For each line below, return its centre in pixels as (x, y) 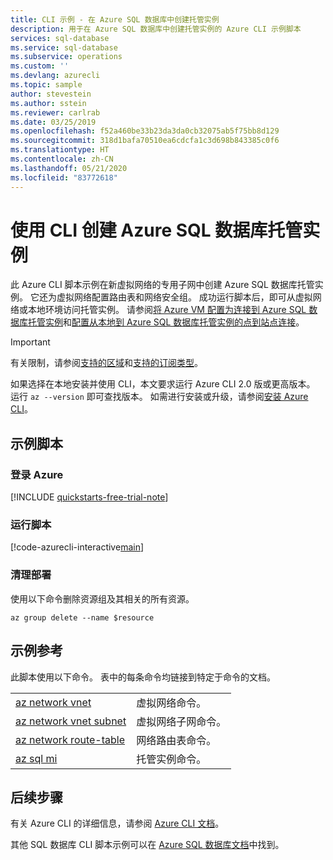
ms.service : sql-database (64, 47)
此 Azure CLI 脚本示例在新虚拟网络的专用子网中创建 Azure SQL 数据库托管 (162, 285)
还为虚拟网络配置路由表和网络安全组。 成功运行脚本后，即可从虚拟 (175, 297)
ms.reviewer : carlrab (55, 112)
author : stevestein (51, 94)
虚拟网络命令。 (171, 703)
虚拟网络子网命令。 (181, 721)
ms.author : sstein (48, 103)
